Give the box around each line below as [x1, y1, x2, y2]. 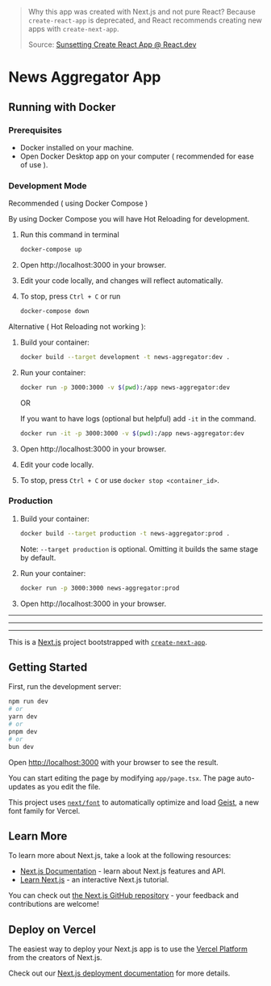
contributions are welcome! [8, 899, 99, 909]
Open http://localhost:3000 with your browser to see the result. [8, 757, 219, 767]
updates [8, 781, 36, 791]
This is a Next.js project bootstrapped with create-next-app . [8, 637, 208, 646]
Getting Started [8, 660, 88, 674]
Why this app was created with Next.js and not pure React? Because [27, 7, 256, 16]
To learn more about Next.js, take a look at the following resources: [8, 851, 231, 861]
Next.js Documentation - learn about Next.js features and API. [19, 866, 226, 876]
